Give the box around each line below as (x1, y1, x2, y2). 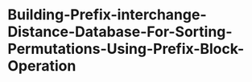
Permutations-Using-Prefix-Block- (7, 40, 245, 58)
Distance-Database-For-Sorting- (7, 23, 233, 41)
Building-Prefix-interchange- (7, 6, 207, 24)
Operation (7, 57, 76, 76)
